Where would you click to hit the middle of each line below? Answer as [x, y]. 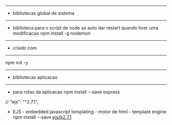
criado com [25, 48]
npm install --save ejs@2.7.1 [42, 117]
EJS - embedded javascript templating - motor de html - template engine [89, 112]
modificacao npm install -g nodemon [51, 33]
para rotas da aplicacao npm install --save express [66, 92]
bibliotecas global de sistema [44, 13]
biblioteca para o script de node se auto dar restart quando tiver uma [85, 28]
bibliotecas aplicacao [35, 77]
